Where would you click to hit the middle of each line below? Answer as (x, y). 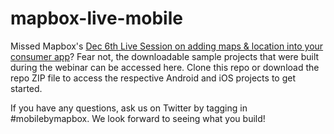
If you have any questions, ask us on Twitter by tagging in (129, 108)
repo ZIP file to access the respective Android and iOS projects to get (153, 78)
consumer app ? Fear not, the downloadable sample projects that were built (165, 56)
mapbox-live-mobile (96, 18)
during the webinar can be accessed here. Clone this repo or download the (165, 67)
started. (26, 88)
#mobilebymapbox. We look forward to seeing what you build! (138, 118)
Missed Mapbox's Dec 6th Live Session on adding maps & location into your (167, 46)
